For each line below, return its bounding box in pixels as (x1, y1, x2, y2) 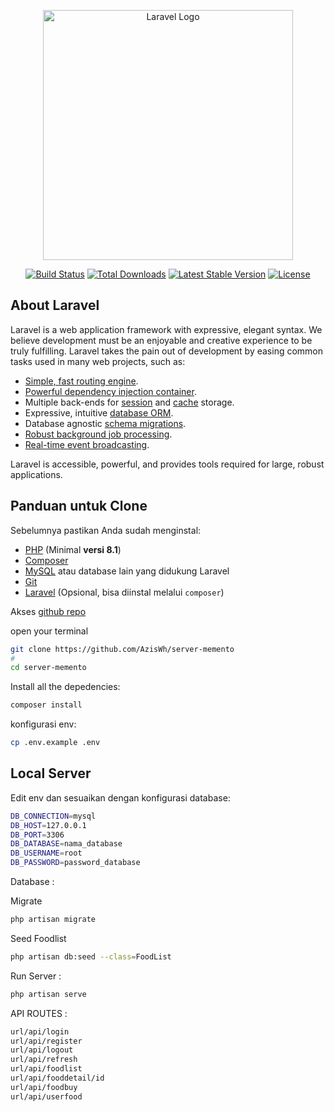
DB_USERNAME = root (10, 848, 83, 859)
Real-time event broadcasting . (24, 438, 150, 450)
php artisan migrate (10, 915, 97, 925)
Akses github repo (10, 605, 87, 617)
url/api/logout (10, 1045, 74, 1055)
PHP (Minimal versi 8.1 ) (24, 543, 122, 555)
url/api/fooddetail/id (10, 1073, 105, 1084)
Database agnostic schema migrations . (24, 417, 187, 429)
